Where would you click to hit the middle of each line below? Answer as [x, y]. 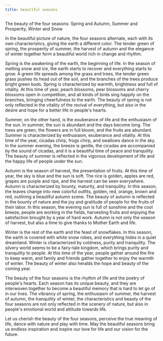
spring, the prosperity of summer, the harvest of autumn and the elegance [80, 48]
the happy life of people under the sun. [44, 161]
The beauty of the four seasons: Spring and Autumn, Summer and [71, 23]
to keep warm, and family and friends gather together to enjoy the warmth [80, 258]
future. [12, 334]
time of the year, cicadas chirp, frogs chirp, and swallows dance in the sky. [80, 140]
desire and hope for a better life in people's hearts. [56, 110]
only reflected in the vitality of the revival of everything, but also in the [76, 105]
